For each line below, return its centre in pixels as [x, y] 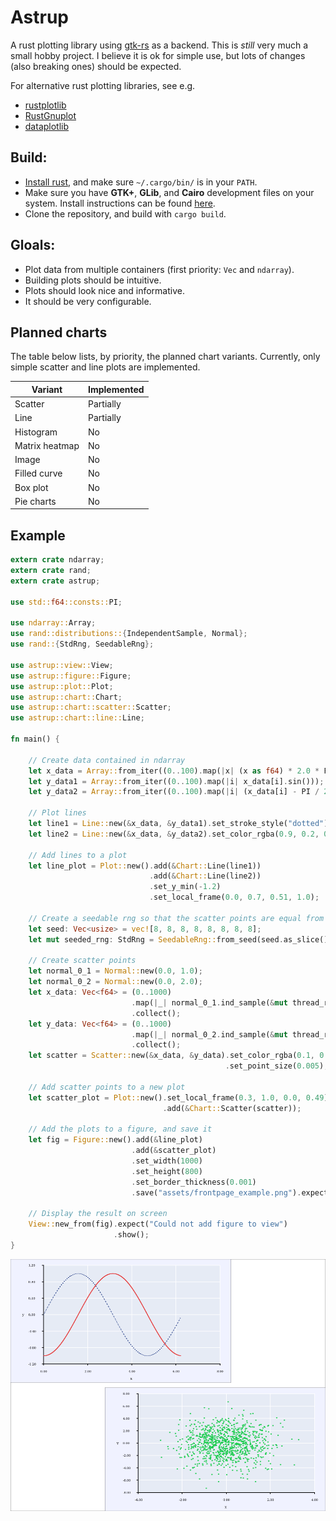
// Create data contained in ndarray [107, 760]
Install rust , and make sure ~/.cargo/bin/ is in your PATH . [141, 182]
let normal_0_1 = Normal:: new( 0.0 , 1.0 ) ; [115, 971]
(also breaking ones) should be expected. [96, 66]
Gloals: [33, 245]
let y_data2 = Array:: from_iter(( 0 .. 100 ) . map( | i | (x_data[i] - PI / [174, 792]
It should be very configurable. [88, 301]
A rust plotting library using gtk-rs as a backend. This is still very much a [159, 45]
